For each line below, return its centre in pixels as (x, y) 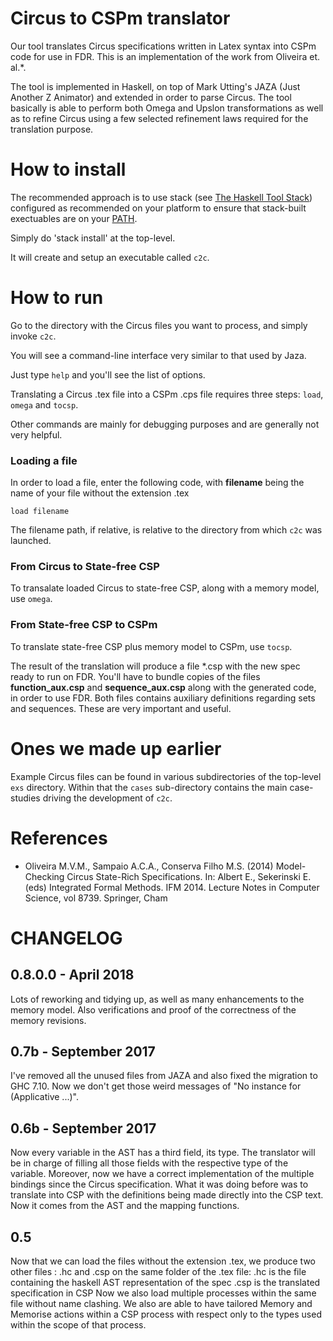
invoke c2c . (33, 336)
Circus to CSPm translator (120, 18)
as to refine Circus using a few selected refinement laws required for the (159, 118)
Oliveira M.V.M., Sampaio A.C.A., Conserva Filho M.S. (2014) (149, 866)
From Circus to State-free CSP (85, 567)
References (59, 838)
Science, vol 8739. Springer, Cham (96, 898)
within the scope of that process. (78, 1325)
